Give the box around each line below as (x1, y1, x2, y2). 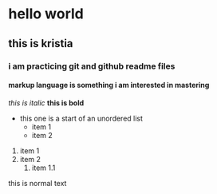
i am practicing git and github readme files (8, 61, 176, 72)
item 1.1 (31, 163, 56, 172)
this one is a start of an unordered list (19, 113, 144, 123)
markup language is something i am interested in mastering (8, 81, 210, 90)
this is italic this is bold (8, 97, 85, 108)
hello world (8, 5, 84, 23)
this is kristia (8, 37, 73, 50)
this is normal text (8, 178, 67, 188)
